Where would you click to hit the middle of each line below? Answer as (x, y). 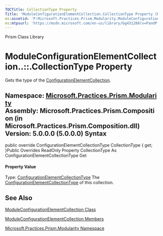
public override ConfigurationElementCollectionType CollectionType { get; (79, 145)
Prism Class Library (24, 37)
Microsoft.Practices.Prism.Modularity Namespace (55, 228)
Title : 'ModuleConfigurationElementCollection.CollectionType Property (79, 14)
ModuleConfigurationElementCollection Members (55, 219)
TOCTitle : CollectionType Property (41, 9)
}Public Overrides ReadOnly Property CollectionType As (61, 150)
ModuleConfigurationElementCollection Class (50, 210)
